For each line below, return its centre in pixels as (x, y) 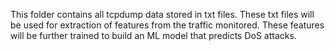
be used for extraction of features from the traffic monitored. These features (167, 25)
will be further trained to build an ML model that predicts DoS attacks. (153, 35)
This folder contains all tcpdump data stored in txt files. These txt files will (162, 14)
